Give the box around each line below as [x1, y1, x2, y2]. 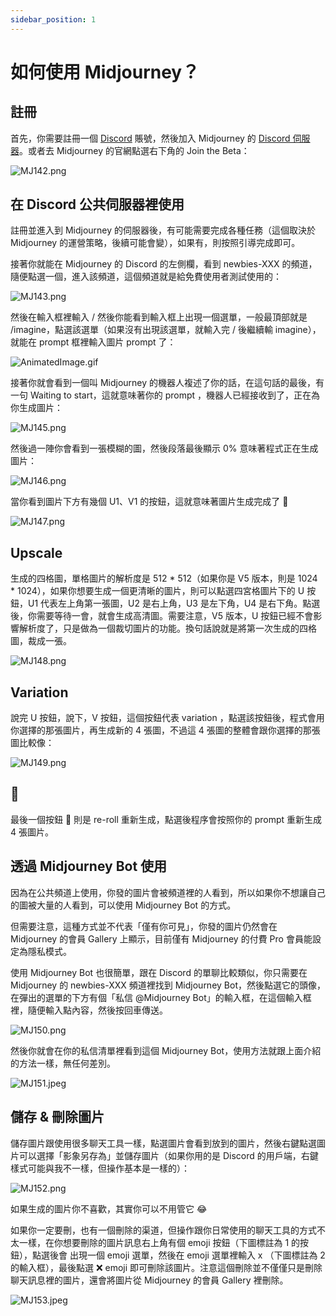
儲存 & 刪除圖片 [10, 1109, 105, 1126]
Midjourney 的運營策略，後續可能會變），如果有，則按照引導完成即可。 [10, 237, 301, 249]
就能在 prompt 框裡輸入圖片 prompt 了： [10, 336, 177, 348]
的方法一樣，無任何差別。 [10, 1057, 116, 1069]
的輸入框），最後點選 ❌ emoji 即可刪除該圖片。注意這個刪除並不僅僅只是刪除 [10, 1261, 323, 1273]
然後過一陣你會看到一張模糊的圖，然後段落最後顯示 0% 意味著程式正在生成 [10, 442, 319, 455]
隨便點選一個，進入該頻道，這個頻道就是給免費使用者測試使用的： [10, 271, 282, 283]
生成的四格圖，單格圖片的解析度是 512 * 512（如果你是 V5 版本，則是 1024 [10, 572, 318, 585]
